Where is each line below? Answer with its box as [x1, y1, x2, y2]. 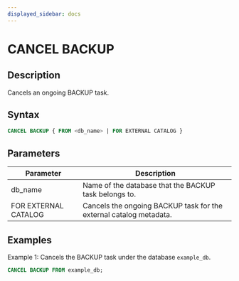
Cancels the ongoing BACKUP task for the [83, 201, 223, 211]
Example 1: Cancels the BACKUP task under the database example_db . [7, 253, 211, 261]
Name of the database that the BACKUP [83, 181, 216, 191]
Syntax [7, 109, 40, 121]
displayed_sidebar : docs [7, 10, 81, 18]
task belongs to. [83, 189, 137, 199]
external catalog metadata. [83, 210, 172, 220]
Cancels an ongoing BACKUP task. [7, 88, 110, 97]
